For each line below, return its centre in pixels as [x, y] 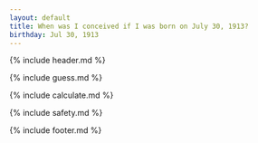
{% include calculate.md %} [62, 95]
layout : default [40, 18]
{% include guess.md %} [56, 78]
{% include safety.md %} [56, 113]
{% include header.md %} [57, 61]
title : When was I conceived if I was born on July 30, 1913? [129, 26]
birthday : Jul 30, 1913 [54, 34]
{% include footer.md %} [56, 130]
